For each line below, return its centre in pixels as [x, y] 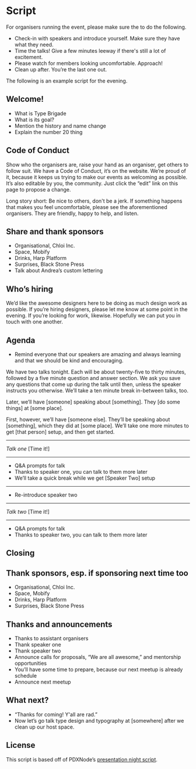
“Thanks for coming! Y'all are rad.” [56, 714]
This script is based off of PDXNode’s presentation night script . [82, 759]
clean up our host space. [44, 727]
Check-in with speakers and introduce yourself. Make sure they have [97, 38]
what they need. [34, 45]
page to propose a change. [38, 189]
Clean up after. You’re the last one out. [61, 69]
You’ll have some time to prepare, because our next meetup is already [99, 669]
